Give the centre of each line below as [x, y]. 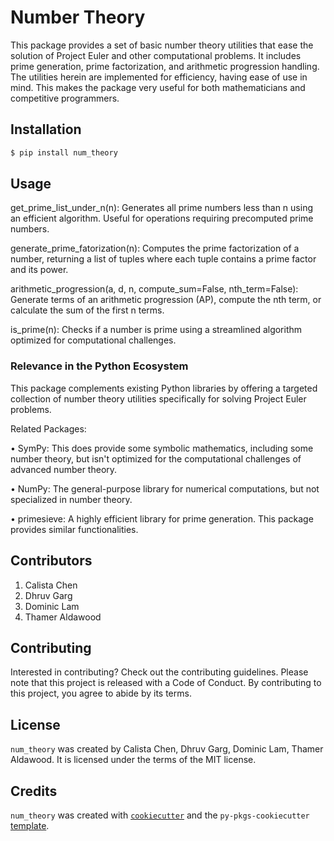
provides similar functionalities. [74, 529]
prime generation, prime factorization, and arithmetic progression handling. [165, 66]
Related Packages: [48, 428]
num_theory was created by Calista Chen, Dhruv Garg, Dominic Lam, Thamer [167, 749]
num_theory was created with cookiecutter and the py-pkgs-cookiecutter [160, 815]
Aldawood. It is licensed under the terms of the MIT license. [133, 760]
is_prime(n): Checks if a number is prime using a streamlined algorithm [156, 330]
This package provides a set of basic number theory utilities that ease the [162, 45]
